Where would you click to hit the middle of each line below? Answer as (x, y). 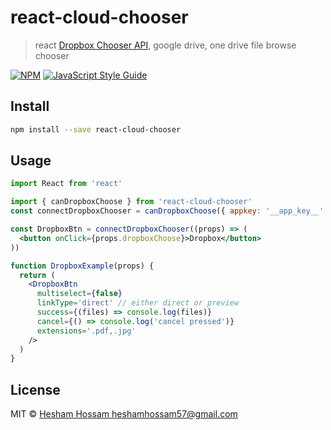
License (35, 389)
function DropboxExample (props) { (82, 266)
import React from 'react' (66, 184)
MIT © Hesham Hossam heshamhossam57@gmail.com (124, 414)
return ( (37, 275)
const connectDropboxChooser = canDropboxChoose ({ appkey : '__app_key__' (167, 211)
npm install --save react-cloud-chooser (96, 129)
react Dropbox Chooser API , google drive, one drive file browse (165, 45)
